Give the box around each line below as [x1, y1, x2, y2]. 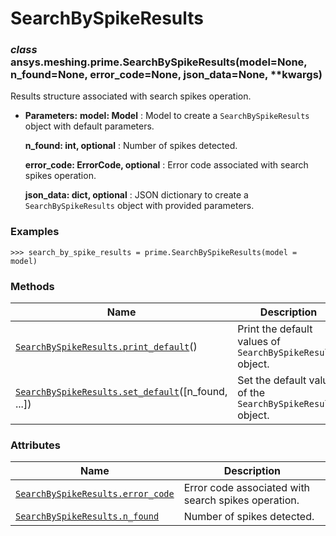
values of [237, 335, 282, 349]
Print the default [237, 322, 313, 336]
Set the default [237, 373, 307, 387]
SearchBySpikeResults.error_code [15, 488, 175, 500]
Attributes [10, 438, 61, 452]
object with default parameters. [24, 120, 155, 132]
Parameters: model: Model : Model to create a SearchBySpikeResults [24, 110, 310, 122]
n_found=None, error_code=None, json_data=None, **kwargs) [10, 68, 323, 82]
